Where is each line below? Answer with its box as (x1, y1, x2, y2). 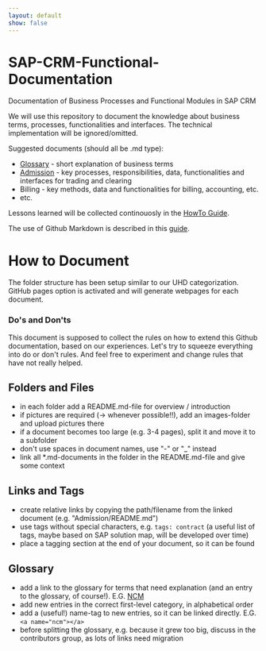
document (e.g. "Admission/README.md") (19, 514, 159, 523)
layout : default (8, 11, 62, 20)
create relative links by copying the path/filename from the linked (19, 505, 233, 514)
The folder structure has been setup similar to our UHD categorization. (8, 278, 239, 287)
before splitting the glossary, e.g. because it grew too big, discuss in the (19, 625, 256, 635)
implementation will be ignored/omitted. (8, 129, 139, 138)
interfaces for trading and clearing (19, 176, 133, 186)
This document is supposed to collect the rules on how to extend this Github (8, 333, 258, 342)
